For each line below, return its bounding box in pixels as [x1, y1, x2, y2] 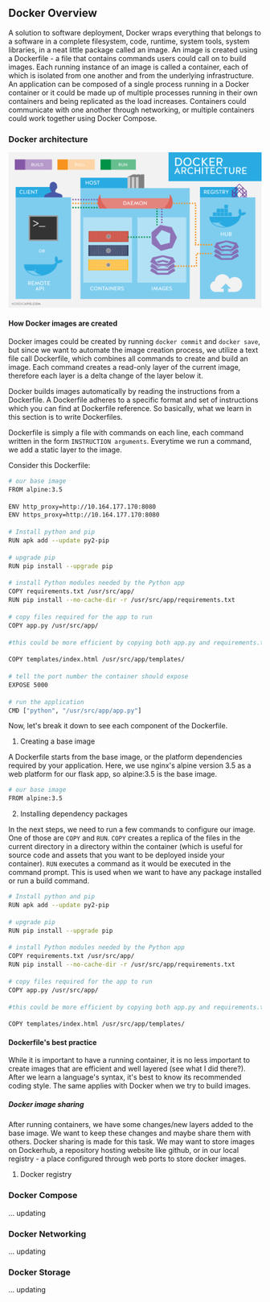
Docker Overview [8, 6, 98, 20]
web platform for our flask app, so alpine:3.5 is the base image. [8, 769, 218, 779]
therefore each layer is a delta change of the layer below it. [8, 371, 203, 380]
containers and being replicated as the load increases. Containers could [8, 96, 247, 106]
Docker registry [19, 1170, 72, 1180]
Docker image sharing [8, 1099, 84, 1109]
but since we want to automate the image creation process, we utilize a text [8, 345, 259, 355]
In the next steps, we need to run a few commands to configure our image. [8, 825, 256, 835]
